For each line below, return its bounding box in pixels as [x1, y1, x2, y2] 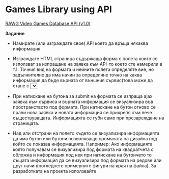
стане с [12, 83, 30, 89]
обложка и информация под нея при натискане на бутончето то [12, 151, 152, 158]
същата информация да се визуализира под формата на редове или [12, 157, 162, 163]
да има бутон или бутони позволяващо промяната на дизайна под [12, 135, 157, 141]
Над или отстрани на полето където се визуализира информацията [12, 130, 160, 136]
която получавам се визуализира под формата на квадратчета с [12, 146, 154, 152]
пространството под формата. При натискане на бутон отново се [12, 104, 156, 110]
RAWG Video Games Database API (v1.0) [5, 20, 91, 27]
